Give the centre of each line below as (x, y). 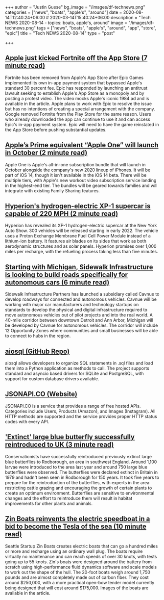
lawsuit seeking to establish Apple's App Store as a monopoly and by (75, 93)
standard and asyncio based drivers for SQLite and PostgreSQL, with (74, 374)
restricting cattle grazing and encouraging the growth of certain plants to (79, 488)
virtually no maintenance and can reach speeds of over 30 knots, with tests (81, 556)
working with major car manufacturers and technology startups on (72, 305)
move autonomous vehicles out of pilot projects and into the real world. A (79, 315)
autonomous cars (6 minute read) (57, 282)
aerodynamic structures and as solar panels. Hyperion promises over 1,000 (81, 246)
